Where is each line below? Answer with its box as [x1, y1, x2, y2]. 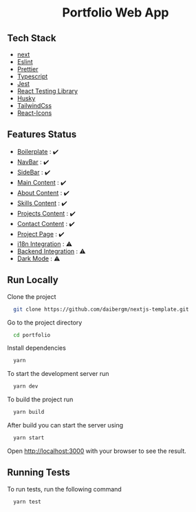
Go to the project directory [7, 318, 83, 326]
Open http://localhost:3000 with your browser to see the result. [7, 447, 187, 455]
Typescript [17, 72, 48, 80]
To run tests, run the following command [7, 485, 122, 493]
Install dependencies [7, 344, 67, 352]
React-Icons [17, 109, 52, 117]
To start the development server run [7, 370, 109, 378]
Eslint [17, 58, 33, 66]
